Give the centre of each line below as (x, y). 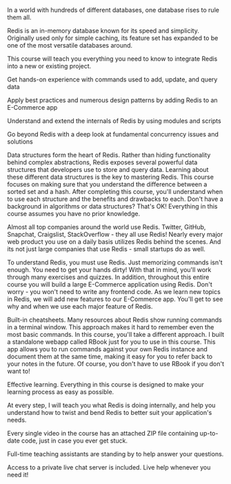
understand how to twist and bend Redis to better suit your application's (110, 413)
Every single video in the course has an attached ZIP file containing (103, 433)
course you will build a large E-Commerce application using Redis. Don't (110, 284)
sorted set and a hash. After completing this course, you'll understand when (115, 192)
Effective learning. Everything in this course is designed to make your (106, 385)
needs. (17, 420)
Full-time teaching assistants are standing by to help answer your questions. (115, 454)
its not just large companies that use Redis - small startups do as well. (106, 249)
